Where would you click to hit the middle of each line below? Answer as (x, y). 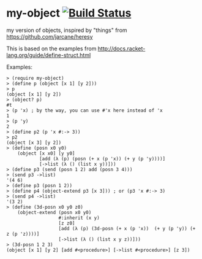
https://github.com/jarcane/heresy (50, 36)
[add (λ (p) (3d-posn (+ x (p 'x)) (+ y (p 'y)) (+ (127, 228)
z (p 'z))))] (23, 234)
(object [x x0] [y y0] (46, 153)
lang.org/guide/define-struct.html (49, 55)
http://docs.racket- (122, 48)
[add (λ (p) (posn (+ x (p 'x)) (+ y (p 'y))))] (102, 159)
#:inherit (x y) (79, 218)
